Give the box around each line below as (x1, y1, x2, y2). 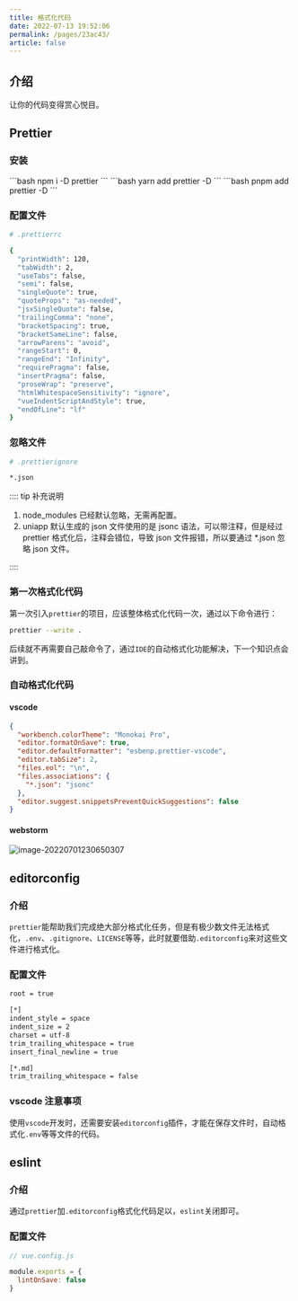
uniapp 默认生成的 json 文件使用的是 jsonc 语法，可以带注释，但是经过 (22, 521, 284, 532)
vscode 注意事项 (9, 1095, 82, 1108)
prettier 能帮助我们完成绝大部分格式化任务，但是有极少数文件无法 (9, 922, 254, 933)
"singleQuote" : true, (17, 288, 99, 297)
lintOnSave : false (17, 1276, 87, 1285)
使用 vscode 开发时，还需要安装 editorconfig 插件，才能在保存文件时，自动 (9, 1117, 278, 1128)
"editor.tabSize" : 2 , (17, 756, 99, 765)
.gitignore (48, 934, 90, 943)
